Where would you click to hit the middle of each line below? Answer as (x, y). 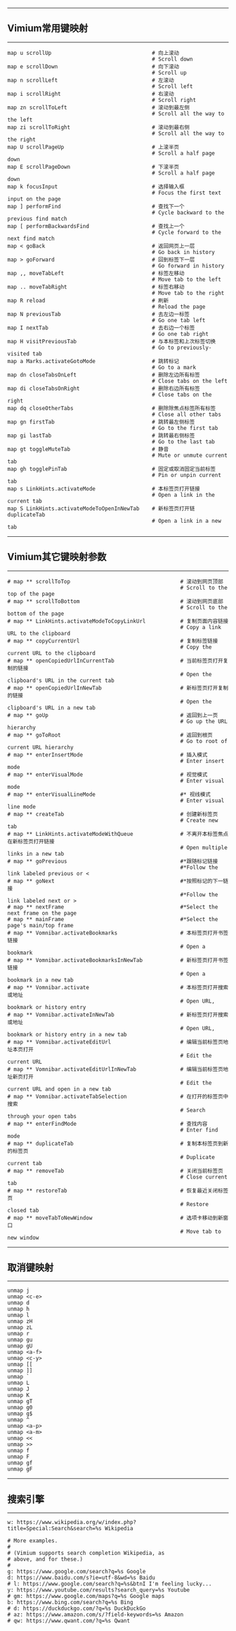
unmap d (19, 1303)
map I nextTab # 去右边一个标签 (101, 328)
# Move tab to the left (186, 279)
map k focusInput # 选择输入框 (96, 186)
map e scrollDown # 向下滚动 (93, 66)
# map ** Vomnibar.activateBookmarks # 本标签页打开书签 (118, 933)
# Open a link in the (184, 495)
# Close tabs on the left (190, 381)
